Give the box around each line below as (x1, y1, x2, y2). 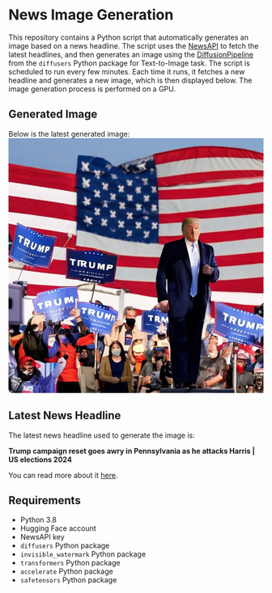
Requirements (8, 493, 81, 507)
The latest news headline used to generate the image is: (8, 430, 196, 440)
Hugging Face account (19, 523, 97, 533)
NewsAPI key (19, 532, 65, 542)
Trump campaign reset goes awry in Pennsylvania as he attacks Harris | (8, 446, 255, 455)
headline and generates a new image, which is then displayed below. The (8, 75, 253, 85)
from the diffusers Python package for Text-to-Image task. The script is (8, 58, 251, 68)
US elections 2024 (8, 455, 73, 464)
